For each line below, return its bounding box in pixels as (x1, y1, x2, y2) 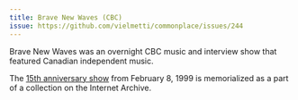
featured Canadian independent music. (9, 55, 155, 66)
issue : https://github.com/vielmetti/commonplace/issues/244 (9, 21, 244, 30)
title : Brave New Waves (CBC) (9, 12, 123, 22)
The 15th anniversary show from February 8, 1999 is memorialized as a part (9, 72, 289, 83)
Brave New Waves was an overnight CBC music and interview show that (9, 46, 277, 56)
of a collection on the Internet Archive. (9, 82, 152, 93)
